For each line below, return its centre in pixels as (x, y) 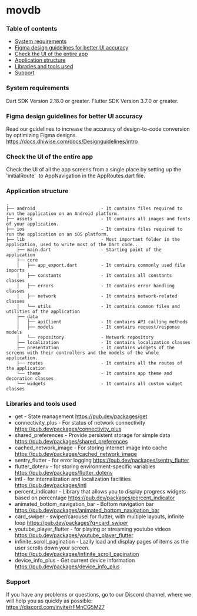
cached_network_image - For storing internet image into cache (91, 448)
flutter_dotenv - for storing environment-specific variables (85, 466)
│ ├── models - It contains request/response (98, 327)
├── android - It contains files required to (94, 208)
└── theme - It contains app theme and (94, 373)
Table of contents (32, 29)
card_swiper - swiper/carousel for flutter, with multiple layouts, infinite (99, 516)
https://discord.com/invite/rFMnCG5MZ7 (56, 607)
